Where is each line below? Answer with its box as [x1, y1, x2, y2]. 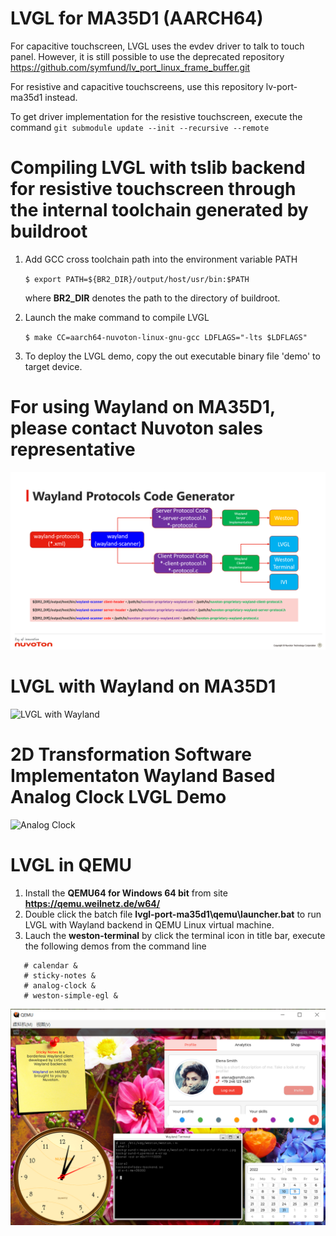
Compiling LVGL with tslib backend [10, 157, 306, 179]
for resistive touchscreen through [10, 178, 297, 201]
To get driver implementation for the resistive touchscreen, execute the [10, 110, 303, 122]
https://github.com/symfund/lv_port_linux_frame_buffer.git [10, 61, 251, 73]
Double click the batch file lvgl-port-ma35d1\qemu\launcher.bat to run [24, 908, 322, 921]
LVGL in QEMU [10, 854, 132, 877]
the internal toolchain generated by [10, 199, 309, 222]
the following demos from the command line [24, 940, 207, 952]
